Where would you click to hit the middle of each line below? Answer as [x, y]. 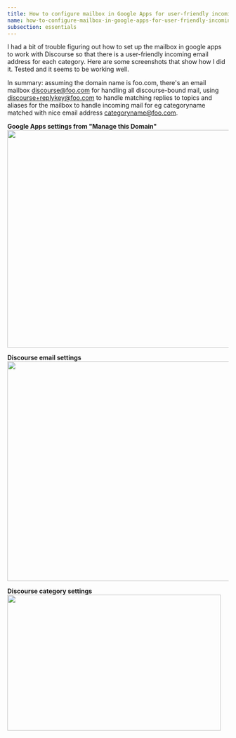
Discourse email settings [45, 358]
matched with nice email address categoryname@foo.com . [93, 113]
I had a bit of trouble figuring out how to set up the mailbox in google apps [114, 47]
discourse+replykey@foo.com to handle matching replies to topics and [110, 98]
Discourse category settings [50, 591]
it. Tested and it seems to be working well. [68, 69]
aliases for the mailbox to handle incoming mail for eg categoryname [106, 106]
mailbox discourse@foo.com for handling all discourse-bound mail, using [113, 90]
